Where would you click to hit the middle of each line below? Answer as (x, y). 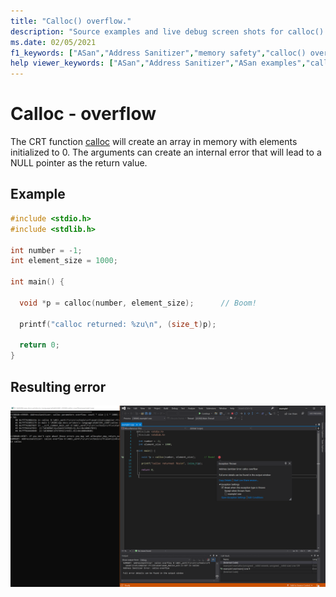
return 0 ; (39, 345)
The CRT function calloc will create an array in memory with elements (154, 142)
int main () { (37, 282)
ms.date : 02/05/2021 (53, 42)
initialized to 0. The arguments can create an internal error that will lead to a (166, 152)
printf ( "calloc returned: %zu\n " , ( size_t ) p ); (118, 324)
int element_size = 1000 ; (64, 261)
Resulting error (58, 386)
